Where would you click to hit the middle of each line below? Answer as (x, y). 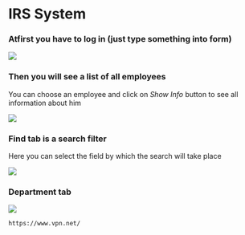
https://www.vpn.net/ (45, 224)
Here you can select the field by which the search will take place (115, 156)
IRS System (47, 14)
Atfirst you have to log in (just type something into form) (120, 39)
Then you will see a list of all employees (87, 77)
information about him (45, 103)
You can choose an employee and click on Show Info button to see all (123, 94)
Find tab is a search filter (57, 139)
